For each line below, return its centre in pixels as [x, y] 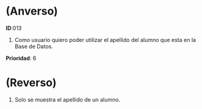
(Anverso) [32, 11]
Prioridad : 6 [21, 58]
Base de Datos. [34, 46]
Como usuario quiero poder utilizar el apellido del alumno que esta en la [105, 40]
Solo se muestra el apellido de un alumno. [67, 99]
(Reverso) [31, 83]
